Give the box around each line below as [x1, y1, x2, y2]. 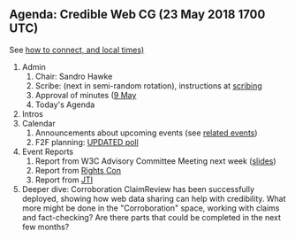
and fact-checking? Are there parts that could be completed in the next [21, 212, 281, 222]
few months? [21, 221, 70, 232]
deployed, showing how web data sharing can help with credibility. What [21, 193, 286, 204]
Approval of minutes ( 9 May [34, 89, 137, 100]
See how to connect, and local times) [9, 44, 145, 55]
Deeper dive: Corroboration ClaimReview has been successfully [21, 183, 254, 194]
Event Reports [21, 146, 74, 157]
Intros [21, 108, 44, 119]
